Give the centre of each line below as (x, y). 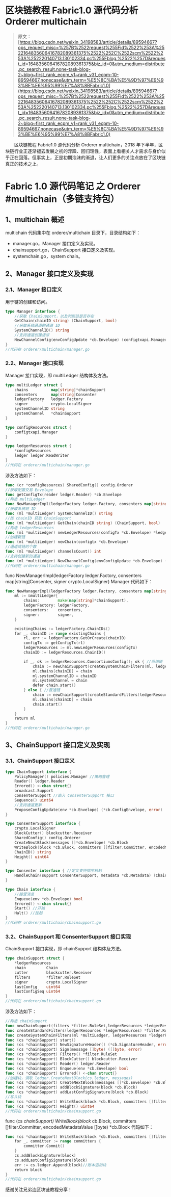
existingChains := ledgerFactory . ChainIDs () (62, 629)
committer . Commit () (44, 1146)
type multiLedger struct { (34, 385)
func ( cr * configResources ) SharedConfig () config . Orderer (69, 485)
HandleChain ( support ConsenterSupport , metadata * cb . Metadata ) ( (85, 876)
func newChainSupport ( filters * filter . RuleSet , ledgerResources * (76, 1026)
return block (28, 1170)
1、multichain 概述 (35, 219)
